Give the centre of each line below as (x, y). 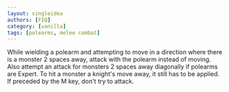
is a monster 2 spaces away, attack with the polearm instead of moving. (109, 60)
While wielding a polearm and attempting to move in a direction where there (115, 52)
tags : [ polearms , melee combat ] (53, 33)
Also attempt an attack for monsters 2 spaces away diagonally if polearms (113, 67)
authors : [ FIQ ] (29, 20)
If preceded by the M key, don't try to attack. (71, 81)
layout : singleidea (35, 13)
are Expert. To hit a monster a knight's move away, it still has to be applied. (113, 74)
